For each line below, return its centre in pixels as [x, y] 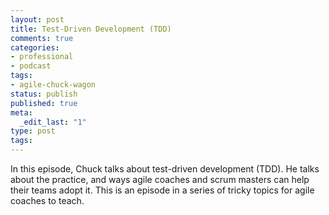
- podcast [31, 66]
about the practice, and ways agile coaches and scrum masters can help [160, 179]
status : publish [44, 94]
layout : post [37, 19]
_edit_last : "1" [53, 122]
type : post [33, 131]
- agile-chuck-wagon [53, 85]
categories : [35, 47]
